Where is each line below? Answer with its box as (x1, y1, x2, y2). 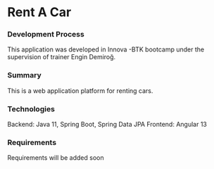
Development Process (7, 30, 84, 39)
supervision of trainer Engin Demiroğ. (7, 53, 116, 61)
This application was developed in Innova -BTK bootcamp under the (7, 45, 205, 54)
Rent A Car (7, 4, 72, 20)
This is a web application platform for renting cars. (7, 86, 153, 95)
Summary (7, 70, 42, 80)
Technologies (7, 104, 55, 113)
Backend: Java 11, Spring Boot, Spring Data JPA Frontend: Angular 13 (7, 120, 208, 129)
